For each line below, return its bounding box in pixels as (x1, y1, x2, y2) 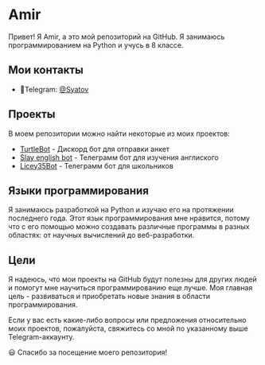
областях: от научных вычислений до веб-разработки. (8, 231, 195, 240)
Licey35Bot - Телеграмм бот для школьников (19, 161, 173, 170)
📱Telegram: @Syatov (19, 84, 89, 94)
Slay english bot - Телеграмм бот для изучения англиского (19, 153, 219, 162)
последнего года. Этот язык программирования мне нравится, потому (8, 213, 251, 223)
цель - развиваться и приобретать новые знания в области (8, 292, 211, 301)
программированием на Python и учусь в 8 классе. (8, 40, 185, 49)
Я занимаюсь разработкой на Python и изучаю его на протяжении (8, 205, 234, 215)
